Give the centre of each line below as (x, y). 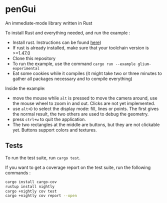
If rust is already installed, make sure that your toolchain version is (80, 47)
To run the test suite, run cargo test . (43, 157)
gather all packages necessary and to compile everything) (72, 78)
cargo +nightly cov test (31, 191)
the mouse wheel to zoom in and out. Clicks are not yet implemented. (84, 103)
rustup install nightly (30, 186)
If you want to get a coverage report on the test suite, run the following (78, 167)
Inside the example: (25, 88)
